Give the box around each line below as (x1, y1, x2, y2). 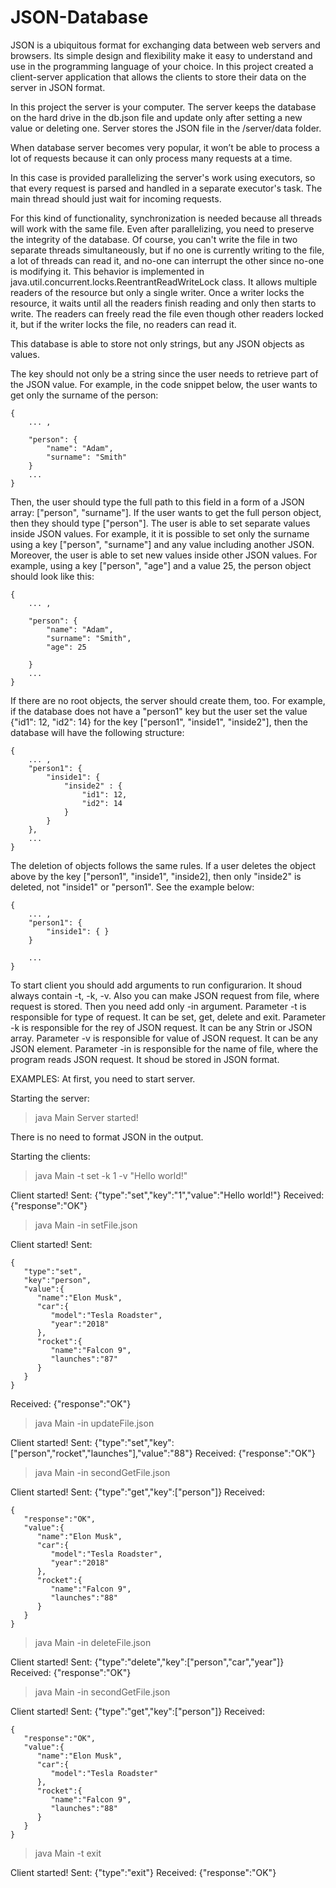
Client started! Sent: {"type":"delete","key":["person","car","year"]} (10, 1656, 285, 1668)
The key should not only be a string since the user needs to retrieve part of (10, 367, 319, 380)
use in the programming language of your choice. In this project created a (10, 60, 314, 72)
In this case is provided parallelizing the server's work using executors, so (10, 171, 316, 183)
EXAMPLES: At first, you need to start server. (10, 1072, 196, 1085)
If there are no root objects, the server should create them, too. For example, (10, 694, 326, 706)
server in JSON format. (10, 81, 106, 93)
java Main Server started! (34, 1111, 139, 1123)
